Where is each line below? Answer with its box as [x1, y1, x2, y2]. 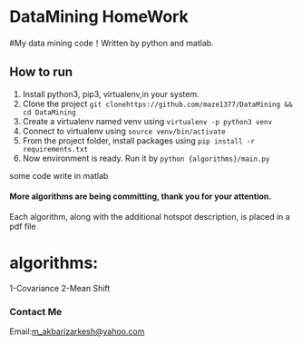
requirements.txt [22, 144, 89, 153]
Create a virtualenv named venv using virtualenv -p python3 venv [22, 115, 273, 126]
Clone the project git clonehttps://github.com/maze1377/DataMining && [22, 98, 293, 109]
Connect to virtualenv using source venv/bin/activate [22, 125, 226, 136]
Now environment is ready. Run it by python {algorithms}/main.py [22, 153, 270, 163]
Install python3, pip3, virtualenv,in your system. [22, 88, 200, 99]
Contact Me [9, 305, 63, 318]
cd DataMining [22, 107, 76, 117]
